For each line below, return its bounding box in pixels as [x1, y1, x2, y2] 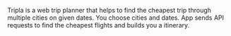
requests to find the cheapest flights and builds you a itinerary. [7, 21, 190, 29]
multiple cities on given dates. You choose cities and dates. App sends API [7, 13, 225, 22]
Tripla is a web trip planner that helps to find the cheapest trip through [7, 6, 212, 14]
